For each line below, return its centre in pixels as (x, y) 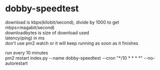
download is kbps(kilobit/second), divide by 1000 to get (62, 22)
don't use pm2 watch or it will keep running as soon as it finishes (72, 43)
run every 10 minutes (27, 53)
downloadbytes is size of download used (47, 33)
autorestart (17, 63)
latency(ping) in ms (25, 38)
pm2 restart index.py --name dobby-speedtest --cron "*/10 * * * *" (74, 58)
